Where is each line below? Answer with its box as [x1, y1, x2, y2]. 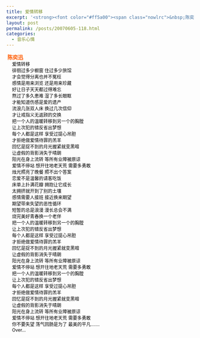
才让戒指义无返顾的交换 [11, 112, 61, 118]
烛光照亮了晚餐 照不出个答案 [11, 169, 72, 175]
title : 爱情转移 [6, 8, 43, 15]
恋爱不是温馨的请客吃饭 [11, 176, 61, 182]
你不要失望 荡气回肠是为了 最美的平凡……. [11, 321, 100, 327]
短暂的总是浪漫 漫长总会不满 [11, 207, 72, 213]
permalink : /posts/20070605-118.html [6, 25, 100, 32]
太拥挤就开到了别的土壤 [11, 188, 61, 194]
